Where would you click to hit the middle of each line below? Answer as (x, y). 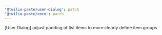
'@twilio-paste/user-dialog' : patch (42, 9)
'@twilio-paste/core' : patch (34, 14)
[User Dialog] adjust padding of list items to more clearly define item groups (81, 27)
